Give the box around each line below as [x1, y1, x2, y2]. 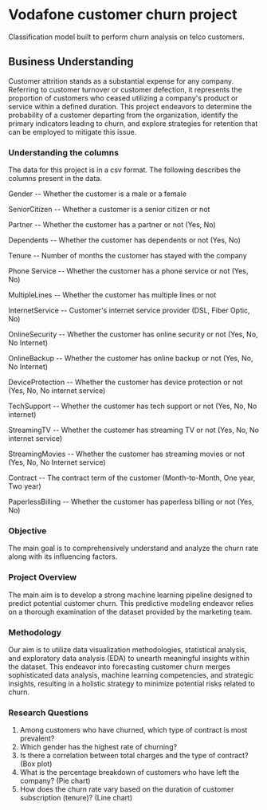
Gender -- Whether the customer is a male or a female [8, 189, 187, 199]
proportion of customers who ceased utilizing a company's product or [8, 93, 238, 103]
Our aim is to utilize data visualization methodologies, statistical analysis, [8, 644, 247, 655]
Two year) [8, 482, 41, 491]
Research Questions [8, 707, 89, 718]
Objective [8, 525, 47, 536]
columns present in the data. [8, 174, 102, 183]
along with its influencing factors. [8, 552, 118, 561]
